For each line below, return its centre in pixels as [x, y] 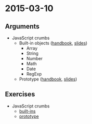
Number [34, 58]
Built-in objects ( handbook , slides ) [53, 43]
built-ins [27, 111]
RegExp [34, 74]
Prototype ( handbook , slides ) [48, 79]
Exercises [20, 94]
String [32, 53]
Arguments [22, 26]
